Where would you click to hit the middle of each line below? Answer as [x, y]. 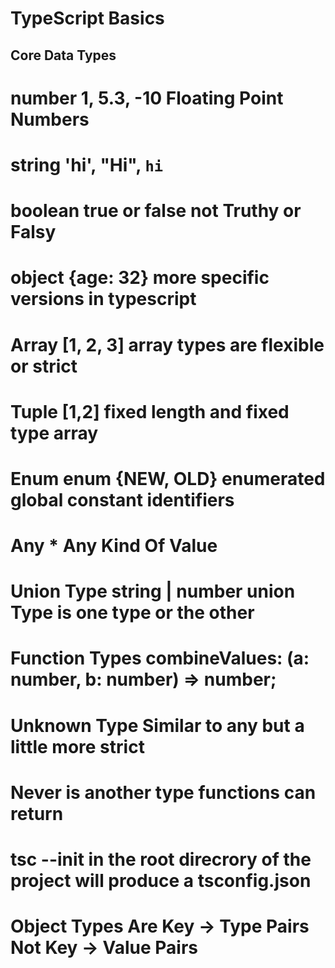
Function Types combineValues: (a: [160, 658]
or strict [44, 366]
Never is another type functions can [163, 792]
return [37, 813]
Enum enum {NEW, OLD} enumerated [168, 478]
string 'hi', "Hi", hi [87, 164]
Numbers [50, 119]
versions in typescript [103, 299]
